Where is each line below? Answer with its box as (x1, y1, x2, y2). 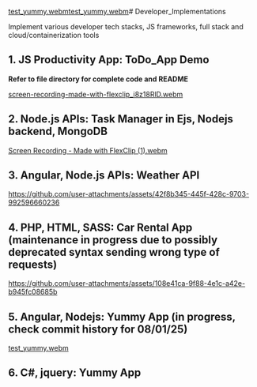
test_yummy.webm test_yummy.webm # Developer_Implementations (8, 7, 227, 16)
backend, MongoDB (8, 125, 108, 138)
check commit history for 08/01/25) (8, 322, 188, 336)
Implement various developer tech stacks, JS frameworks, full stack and (8, 22, 244, 31)
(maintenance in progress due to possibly (8, 233, 218, 246)
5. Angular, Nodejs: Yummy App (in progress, (8, 310, 236, 323)
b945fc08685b (8, 287, 58, 297)
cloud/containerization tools (8, 31, 100, 39)
